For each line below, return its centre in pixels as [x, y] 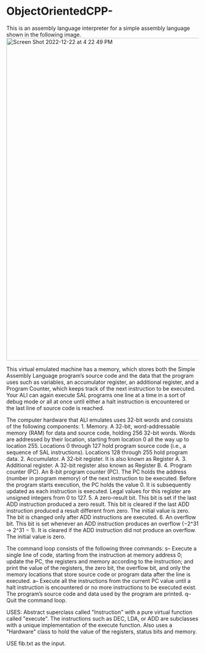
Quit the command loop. [37, 600]
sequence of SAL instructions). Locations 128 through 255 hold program [97, 452]
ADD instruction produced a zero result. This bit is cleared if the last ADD [98, 504]
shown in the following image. [44, 34]
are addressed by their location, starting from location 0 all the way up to [98, 439]
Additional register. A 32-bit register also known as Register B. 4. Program [99, 465]
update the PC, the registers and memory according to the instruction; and [100, 561]
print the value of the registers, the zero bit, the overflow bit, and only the [98, 568]
